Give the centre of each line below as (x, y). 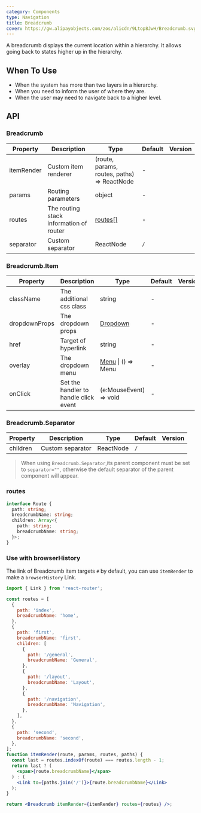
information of (67, 223)
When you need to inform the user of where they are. (80, 91)
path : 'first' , (36, 632)
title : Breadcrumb (29, 23)
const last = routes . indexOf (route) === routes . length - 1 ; (88, 760)
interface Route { (29, 504)
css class (73, 307)
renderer (60, 174)
